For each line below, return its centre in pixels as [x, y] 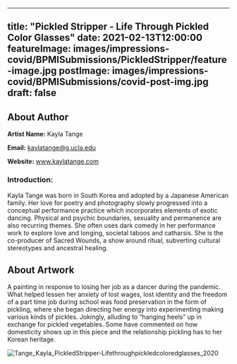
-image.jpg [32, 71]
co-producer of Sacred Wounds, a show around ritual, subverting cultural [114, 240]
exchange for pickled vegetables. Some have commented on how [103, 324]
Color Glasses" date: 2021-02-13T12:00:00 [105, 38]
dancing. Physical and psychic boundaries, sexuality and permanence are [115, 218]
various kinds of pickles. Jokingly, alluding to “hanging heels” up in [105, 317]
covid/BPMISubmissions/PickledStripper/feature [117, 60]
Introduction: [30, 180]
